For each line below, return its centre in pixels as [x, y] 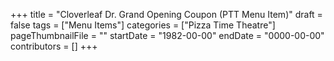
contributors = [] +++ [54, 46]
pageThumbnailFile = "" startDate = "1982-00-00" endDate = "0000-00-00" [167, 35]
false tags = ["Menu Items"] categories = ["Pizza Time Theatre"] [143, 25]
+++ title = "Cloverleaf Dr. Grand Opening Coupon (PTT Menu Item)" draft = [166, 14]
